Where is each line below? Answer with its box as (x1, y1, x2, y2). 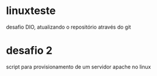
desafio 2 (6, 44, 53, 57)
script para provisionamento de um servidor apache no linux (6, 63, 151, 70)
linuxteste (6, 4, 56, 18)
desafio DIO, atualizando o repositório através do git (6, 23, 131, 30)
